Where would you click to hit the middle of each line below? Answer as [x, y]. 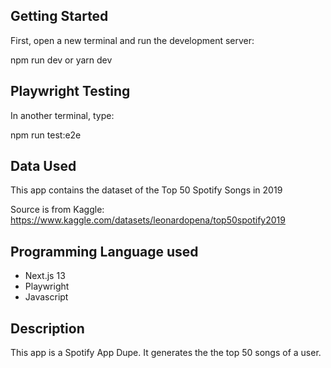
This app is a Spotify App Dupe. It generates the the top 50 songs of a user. [166, 353]
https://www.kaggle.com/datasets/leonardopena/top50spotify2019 [148, 220]
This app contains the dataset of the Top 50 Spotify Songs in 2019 [146, 190]
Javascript [46, 297]
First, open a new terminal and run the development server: [132, 40]
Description [47, 328]
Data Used [43, 166]
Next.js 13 [45, 276]
